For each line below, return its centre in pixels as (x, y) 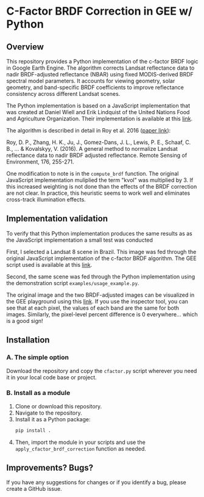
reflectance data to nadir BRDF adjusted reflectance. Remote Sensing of (97, 155)
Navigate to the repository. (48, 413)
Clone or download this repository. (58, 406)
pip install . (33, 430)
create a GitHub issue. (34, 489)
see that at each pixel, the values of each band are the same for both (93, 308)
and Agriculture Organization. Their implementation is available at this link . (100, 118)
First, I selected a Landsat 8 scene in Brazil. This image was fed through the (101, 252)
